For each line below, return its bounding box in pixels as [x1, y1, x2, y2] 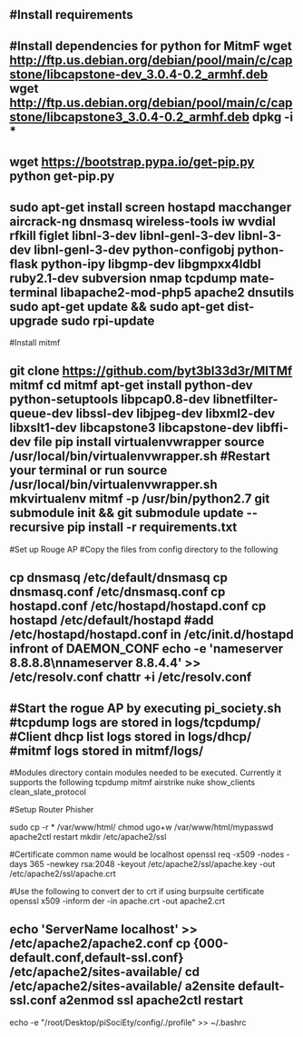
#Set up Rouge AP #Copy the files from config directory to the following [9, 543, 279, 554]
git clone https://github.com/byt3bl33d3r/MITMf [9, 364, 293, 379]
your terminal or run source [9, 463, 168, 478]
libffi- [256, 420, 288, 435]
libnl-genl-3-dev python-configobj [33, 242, 235, 257]
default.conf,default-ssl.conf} [9, 950, 184, 966]
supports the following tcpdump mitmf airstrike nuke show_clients [9, 777, 256, 787]
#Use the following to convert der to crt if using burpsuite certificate [9, 886, 265, 896]
